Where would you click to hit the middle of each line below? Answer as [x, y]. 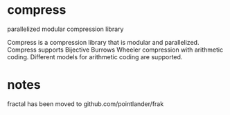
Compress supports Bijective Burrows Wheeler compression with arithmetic [115, 50]
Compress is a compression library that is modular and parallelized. [103, 42]
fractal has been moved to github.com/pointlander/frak [86, 104]
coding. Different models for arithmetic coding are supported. [95, 56]
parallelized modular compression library [65, 29]
